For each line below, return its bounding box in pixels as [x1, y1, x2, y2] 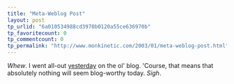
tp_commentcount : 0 [7, 36, 64, 43]
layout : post [7, 17, 45, 24]
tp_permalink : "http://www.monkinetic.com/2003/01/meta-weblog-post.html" [7, 42, 229, 49]
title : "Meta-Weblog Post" [7, 10, 86, 17]
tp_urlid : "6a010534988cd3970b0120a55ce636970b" [7, 23, 151, 30]
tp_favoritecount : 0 [7, 29, 68, 37]
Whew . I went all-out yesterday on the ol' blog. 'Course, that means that [7, 62, 214, 69]
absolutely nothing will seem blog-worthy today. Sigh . [7, 69, 162, 77]
